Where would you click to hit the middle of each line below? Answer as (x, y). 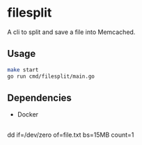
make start (23, 70)
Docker (28, 114)
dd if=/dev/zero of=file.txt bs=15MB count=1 (71, 135)
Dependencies (39, 97)
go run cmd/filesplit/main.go (51, 76)
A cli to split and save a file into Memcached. (71, 32)
